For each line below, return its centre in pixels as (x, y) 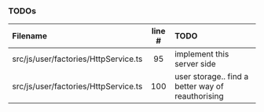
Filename (29, 36)
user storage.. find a (211, 77)
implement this (202, 54)
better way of (199, 86)
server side (195, 64)
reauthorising (199, 96)
